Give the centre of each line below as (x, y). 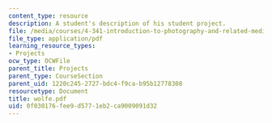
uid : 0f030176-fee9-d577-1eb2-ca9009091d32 (83, 106)
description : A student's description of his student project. (117, 23)
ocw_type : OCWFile (39, 61)
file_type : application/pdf (56, 38)
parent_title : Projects (49, 69)
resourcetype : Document (49, 91)
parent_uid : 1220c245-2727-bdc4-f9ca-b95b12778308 (96, 83)
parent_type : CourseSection (56, 76)
